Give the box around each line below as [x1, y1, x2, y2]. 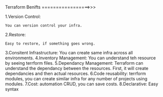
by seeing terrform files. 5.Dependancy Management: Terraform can [5, 60, 143, 66]
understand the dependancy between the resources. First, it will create [5, 66, 149, 71]
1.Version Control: [5, 14, 41, 19]
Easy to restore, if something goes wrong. [5, 41, 96, 46]
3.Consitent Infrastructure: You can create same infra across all [5, 50, 133, 55]
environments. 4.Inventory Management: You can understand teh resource [5, 55, 156, 61]
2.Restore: [5, 32, 26, 37]
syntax [5, 86, 19, 92]
